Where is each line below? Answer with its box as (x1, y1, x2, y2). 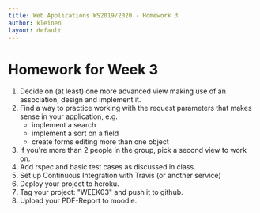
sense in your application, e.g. (19, 112, 119, 121)
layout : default (8, 26, 62, 34)
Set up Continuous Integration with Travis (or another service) (19, 171, 221, 181)
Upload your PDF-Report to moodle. (19, 196, 138, 206)
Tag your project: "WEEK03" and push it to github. (19, 188, 183, 197)
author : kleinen (8, 19, 62, 27)
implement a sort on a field (31, 128, 119, 139)
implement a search (31, 120, 96, 130)
